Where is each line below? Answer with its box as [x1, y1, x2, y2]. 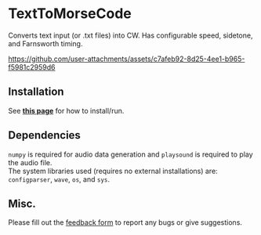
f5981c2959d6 [8, 62, 56, 71]
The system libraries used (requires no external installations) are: [8, 166, 218, 175]
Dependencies [8, 128, 81, 142]
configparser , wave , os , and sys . [8, 174, 110, 184]
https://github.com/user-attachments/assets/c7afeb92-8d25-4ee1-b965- [8, 54, 245, 63]
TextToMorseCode [8, 5, 132, 23]
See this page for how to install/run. [8, 106, 125, 115]
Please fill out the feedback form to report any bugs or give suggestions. [8, 218, 243, 227]
